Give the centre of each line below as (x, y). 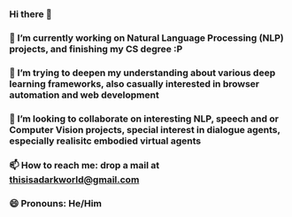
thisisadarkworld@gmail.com (74, 179)
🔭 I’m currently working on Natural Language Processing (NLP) (147, 37)
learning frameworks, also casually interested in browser (134, 83)
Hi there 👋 (31, 14)
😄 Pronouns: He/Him (55, 203)
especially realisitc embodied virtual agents (105, 141)
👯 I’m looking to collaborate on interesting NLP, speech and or (144, 119)
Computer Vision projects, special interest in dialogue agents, (145, 129)
